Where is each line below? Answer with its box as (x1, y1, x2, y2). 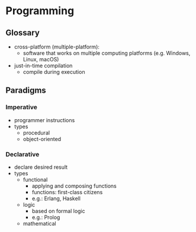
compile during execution (23, 68, 85, 75)
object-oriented (23, 135, 62, 142)
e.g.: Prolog (31, 214, 60, 221)
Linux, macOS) (23, 56, 59, 63)
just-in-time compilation (14, 62, 73, 69)
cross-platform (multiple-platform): (14, 43, 100, 50)
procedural (23, 129, 50, 136)
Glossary (5, 28, 40, 38)
